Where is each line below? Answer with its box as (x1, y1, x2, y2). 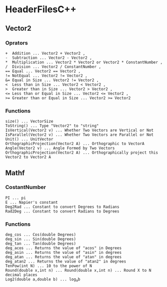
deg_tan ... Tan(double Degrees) (5, 241, 76, 246)
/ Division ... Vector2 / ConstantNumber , (5, 64, 101, 69)
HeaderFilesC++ (5, 4, 76, 15)
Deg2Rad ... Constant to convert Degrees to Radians (5, 204, 120, 209)
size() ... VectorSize (5, 119, 53, 124)
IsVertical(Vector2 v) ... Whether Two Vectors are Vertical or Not (5, 128, 154, 133)
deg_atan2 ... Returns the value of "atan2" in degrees (5, 259, 126, 264)
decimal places (5, 272, 38, 278)
